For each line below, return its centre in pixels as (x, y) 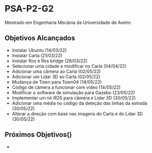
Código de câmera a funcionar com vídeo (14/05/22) (66, 87)
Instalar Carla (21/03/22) (37, 55)
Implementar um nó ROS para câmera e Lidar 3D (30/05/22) (74, 98)
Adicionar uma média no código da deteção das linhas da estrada (79, 103)
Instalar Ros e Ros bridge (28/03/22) (50, 61)
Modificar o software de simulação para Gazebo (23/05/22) (73, 92)
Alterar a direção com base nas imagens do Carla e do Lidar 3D (77, 114)
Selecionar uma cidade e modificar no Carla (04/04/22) (69, 66)
